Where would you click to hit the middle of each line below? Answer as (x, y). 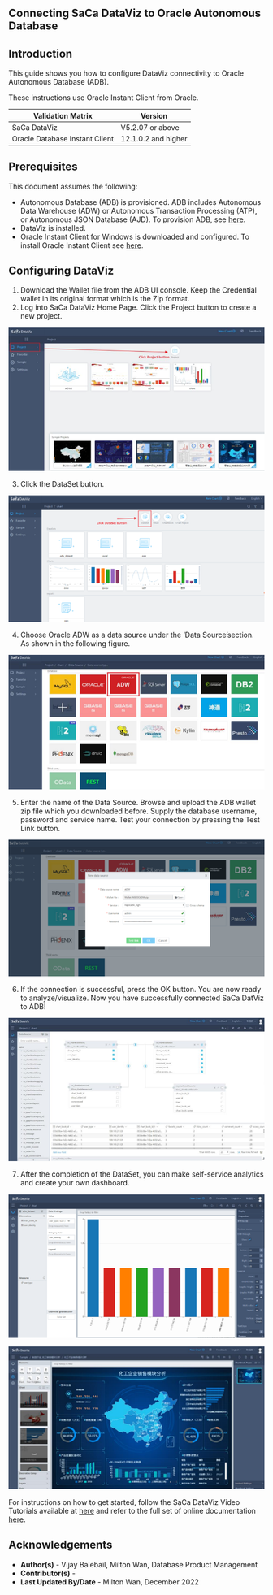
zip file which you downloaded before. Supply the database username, (139, 811)
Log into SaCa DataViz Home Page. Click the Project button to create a (138, 307)
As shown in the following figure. (75, 643)
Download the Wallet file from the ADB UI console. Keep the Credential (139, 290)
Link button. (40, 829)
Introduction (41, 53)
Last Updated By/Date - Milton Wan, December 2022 (109, 1582)
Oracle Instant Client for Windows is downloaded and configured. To (135, 236)
